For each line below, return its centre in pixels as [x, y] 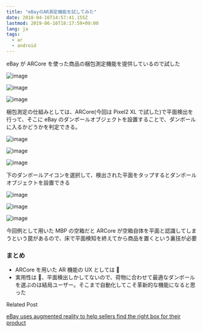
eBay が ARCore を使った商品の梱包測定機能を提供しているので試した [93, 64]
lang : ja [17, 29]
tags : [13, 35]
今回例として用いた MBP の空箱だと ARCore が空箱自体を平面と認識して [96, 230]
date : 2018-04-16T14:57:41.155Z [47, 18]
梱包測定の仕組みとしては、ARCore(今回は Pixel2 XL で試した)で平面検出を [100, 111]
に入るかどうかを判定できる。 [43, 127]
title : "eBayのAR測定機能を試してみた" [52, 12]
